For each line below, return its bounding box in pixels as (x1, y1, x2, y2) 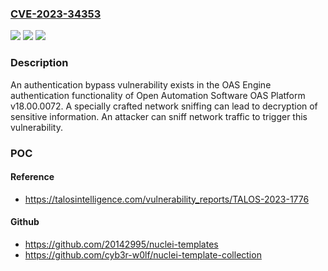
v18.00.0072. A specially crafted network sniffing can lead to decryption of (10, 100, 318, 112)
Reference (10, 171, 55, 183)
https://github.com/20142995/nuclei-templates (24, 238, 219, 250)
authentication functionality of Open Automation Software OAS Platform (10, 89, 306, 101)
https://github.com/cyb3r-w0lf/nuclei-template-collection (24, 248, 262, 261)
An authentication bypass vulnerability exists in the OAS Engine (10, 78, 272, 91)
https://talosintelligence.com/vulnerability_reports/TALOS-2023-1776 (24, 193, 310, 205)
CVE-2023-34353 (10, 7, 102, 21)
